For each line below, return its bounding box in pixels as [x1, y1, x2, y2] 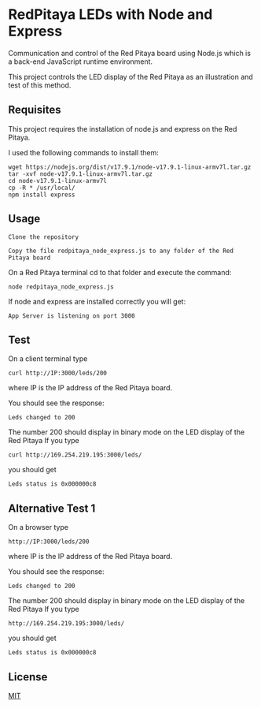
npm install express [8, 191, 76, 199]
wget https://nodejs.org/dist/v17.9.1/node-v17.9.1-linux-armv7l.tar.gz [8, 163, 252, 171]
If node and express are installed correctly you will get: [8, 296, 186, 306]
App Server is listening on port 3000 [8, 311, 135, 320]
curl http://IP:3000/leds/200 [8, 369, 108, 378]
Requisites [8, 103, 61, 117]
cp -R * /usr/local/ [8, 184, 76, 192]
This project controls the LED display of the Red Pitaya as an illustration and [8, 72, 253, 81]
